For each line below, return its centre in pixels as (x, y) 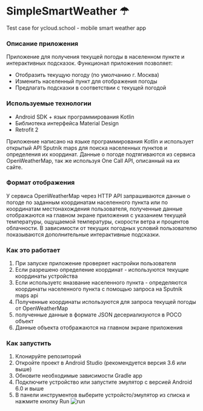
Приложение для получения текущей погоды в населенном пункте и (95, 57)
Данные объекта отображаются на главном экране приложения (99, 327)
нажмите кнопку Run (42, 401)
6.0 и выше (29, 389)
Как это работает (33, 250)
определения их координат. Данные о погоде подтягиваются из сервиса (101, 154)
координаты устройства (46, 276)
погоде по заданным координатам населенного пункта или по (87, 202)
